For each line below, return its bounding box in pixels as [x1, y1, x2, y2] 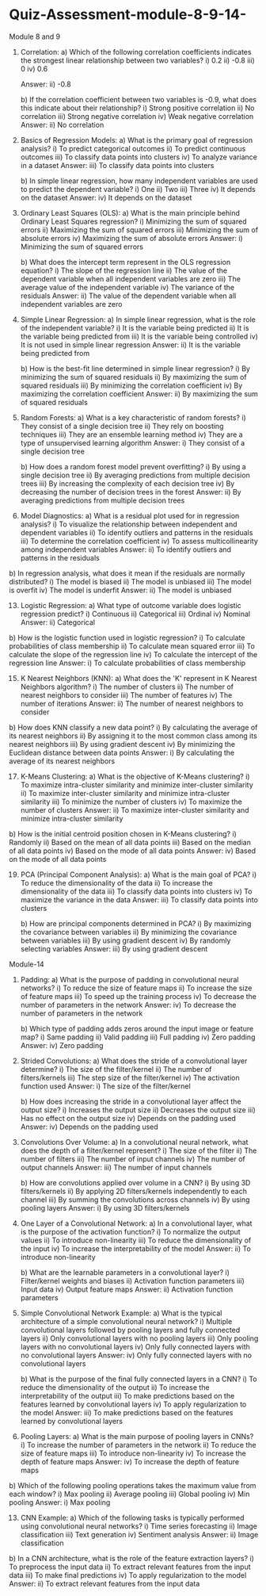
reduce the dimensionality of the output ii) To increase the [20, 1382, 210, 1392]
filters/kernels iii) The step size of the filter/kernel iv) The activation [20, 1073, 240, 1082]
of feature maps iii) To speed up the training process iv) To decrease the [20, 991, 256, 1001]
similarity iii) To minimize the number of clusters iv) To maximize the [20, 797, 242, 806]
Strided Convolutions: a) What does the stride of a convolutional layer [20, 1056, 248, 1066]
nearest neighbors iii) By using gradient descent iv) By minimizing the [9, 739, 236, 748]
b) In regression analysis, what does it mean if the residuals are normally [9, 568, 245, 578]
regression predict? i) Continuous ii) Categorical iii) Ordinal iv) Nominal [20, 609, 251, 618]
